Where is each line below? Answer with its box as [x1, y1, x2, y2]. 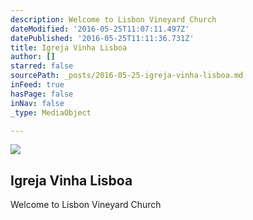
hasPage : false [10, 89, 74, 99]
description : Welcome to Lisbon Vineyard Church [10, 14, 217, 25]
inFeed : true [10, 80, 65, 90]
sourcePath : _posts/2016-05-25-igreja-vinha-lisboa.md [10, 71, 244, 81]
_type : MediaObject [10, 107, 92, 118]
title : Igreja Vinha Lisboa [10, 42, 128, 53]
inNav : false [10, 98, 65, 108]
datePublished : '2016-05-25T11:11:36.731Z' [10, 33, 195, 43]
